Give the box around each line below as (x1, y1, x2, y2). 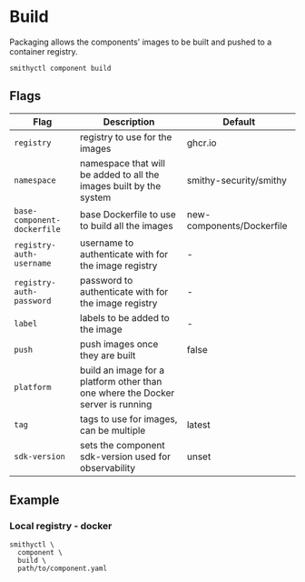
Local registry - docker (9, 520, 113, 533)
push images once (80, 337, 159, 350)
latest (186, 418, 211, 431)
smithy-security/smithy (186, 174, 288, 186)
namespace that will (80, 156, 166, 169)
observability (80, 461, 136, 474)
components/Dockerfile (186, 219, 288, 232)
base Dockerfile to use (80, 207, 177, 220)
